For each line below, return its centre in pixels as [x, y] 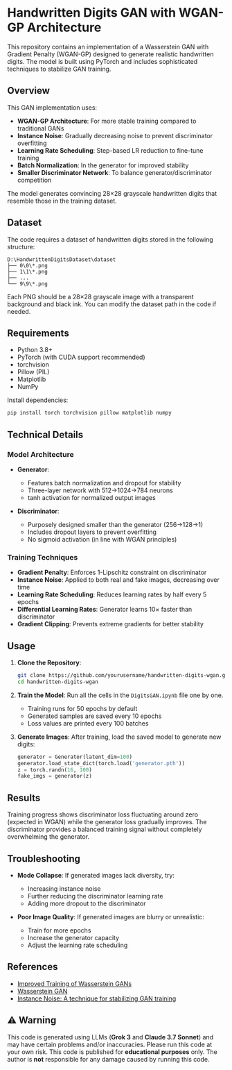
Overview [29, 91]
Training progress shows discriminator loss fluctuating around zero [103, 814]
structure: [21, 246]
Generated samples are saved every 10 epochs [95, 716]
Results [24, 797]
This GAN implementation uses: [52, 107]
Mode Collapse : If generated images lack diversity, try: [96, 875]
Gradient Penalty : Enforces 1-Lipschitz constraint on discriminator [112, 572]
